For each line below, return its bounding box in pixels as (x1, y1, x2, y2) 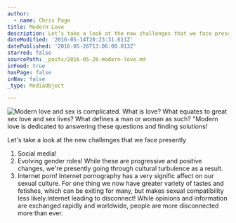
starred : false (7, 50, 52, 57)
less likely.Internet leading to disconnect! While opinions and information (17, 194, 228, 203)
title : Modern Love (7, 23, 65, 30)
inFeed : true (7, 62, 46, 69)
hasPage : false (7, 69, 52, 76)
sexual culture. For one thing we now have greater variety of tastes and (17, 180, 224, 188)
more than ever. (17, 209, 63, 217)
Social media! (17, 149, 58, 158)
